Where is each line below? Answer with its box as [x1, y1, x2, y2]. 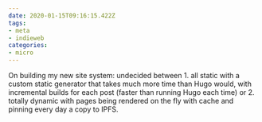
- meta [8, 26, 30, 34]
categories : [8, 41, 48, 49]
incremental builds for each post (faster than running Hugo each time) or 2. [8, 88, 255, 96]
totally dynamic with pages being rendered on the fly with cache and [8, 96, 234, 105]
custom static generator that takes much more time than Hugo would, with [8, 79, 252, 89]
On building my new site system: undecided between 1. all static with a [8, 71, 240, 80]
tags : [8, 19, 26, 27]
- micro [8, 49, 34, 57]
